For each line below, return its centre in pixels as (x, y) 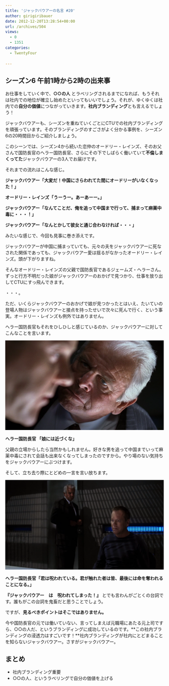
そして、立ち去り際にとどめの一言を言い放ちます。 (58, 473)
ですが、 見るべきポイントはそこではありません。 (56, 612)
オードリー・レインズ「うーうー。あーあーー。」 (55, 197)
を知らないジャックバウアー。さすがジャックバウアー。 (62, 642)
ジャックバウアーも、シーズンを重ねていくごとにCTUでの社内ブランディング (84, 123)
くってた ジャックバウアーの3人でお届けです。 (52, 159)
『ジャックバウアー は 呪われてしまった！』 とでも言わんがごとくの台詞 (82, 595)
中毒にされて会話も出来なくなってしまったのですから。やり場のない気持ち (86, 456)
